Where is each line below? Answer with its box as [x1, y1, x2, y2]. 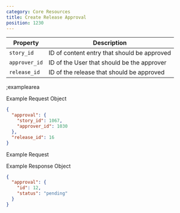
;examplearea [6, 84, 40, 91]
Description [92, 39, 127, 47]
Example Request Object [6, 95, 67, 102]
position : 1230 [6, 20, 44, 26]
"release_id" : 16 [11, 134, 55, 140]
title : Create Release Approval [6, 14, 86, 20]
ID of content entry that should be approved [48, 49, 172, 57]
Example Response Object [6, 162, 71, 169]
